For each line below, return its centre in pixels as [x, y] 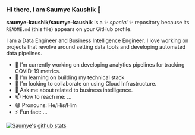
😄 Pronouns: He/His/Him [46, 105]
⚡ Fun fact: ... [31, 112]
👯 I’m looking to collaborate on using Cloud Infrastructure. [85, 84]
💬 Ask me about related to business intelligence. [74, 90]
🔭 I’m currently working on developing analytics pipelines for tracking [100, 65]
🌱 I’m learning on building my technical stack [70, 77]
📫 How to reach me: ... [43, 97]
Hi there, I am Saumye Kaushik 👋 [54, 10]
